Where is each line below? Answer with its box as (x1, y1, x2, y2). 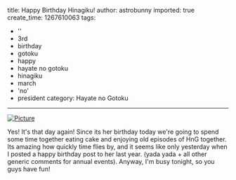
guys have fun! (7, 165, 51, 173)
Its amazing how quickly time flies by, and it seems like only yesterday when (7, 143, 228, 151)
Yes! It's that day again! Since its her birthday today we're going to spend (7, 127, 219, 136)
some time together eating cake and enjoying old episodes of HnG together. (7, 135, 227, 143)
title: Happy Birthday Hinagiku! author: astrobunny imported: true (7, 6, 195, 14)
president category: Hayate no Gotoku (17, 94, 129, 102)
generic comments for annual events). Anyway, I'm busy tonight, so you (7, 158, 216, 165)
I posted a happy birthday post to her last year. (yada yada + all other (7, 150, 207, 158)
